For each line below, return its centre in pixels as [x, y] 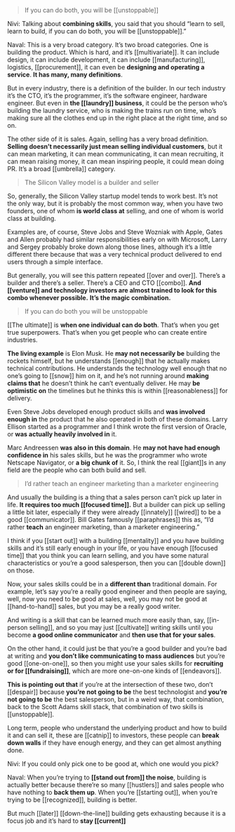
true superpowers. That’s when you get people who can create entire [107, 332]
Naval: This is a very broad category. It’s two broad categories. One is [108, 45]
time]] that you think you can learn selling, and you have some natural [108, 556]
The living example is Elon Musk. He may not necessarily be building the [114, 353]
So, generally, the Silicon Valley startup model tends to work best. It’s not [113, 196]
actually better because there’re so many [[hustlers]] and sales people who [116, 785]
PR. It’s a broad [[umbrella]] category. [61, 169]
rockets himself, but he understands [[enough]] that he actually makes [109, 361]
